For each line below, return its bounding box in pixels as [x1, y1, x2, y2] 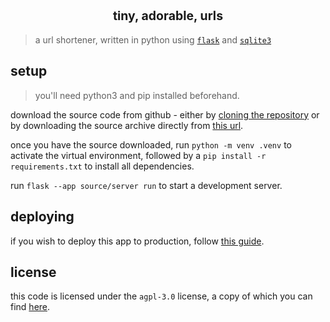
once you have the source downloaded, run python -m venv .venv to [10, 138, 292, 151]
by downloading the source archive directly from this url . [10, 119, 244, 131]
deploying [10, 208, 75, 226]
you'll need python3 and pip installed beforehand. [34, 89, 240, 101]
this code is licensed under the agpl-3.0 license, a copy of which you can [10, 290, 313, 302]
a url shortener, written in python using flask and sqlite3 [34, 33, 272, 46]
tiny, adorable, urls [112, 7, 224, 24]
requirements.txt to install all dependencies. [10, 160, 195, 172]
